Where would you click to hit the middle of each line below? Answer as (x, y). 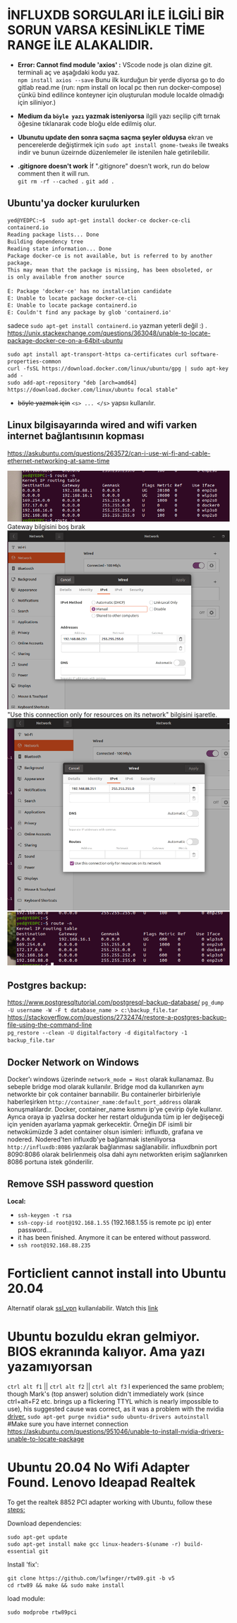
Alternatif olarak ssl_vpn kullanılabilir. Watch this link (83, 1308)
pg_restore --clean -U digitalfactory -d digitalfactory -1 (98, 1033)
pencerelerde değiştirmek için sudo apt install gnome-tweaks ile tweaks (123, 144)
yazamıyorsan (50, 1367)
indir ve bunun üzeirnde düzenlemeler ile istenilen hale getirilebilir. (114, 152)
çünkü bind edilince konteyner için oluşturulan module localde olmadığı (121, 95)
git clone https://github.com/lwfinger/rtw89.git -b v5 (91, 1578)
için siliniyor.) (37, 102)
